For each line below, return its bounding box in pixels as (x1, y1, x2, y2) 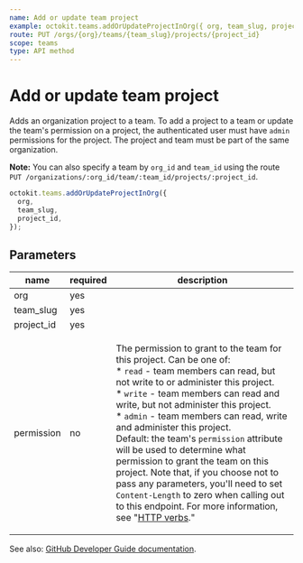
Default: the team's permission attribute (115, 432, 283, 445)
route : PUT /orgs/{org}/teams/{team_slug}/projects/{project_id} (9, 30, 260, 39)
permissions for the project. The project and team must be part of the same (9, 134, 290, 145)
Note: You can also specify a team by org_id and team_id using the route (9, 162, 280, 172)
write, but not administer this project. (115, 399, 271, 411)
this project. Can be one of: (115, 354, 231, 366)
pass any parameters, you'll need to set (115, 477, 283, 490)
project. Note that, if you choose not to (115, 466, 280, 479)
